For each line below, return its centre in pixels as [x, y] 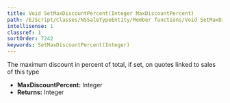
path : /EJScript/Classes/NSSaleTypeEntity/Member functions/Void [102, 20]
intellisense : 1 [30, 26]
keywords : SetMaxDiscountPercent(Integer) [68, 45]
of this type [23, 72]
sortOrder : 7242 [30, 39]
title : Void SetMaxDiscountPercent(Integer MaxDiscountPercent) [101, 13]
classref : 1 [24, 32]
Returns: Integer [40, 92]
